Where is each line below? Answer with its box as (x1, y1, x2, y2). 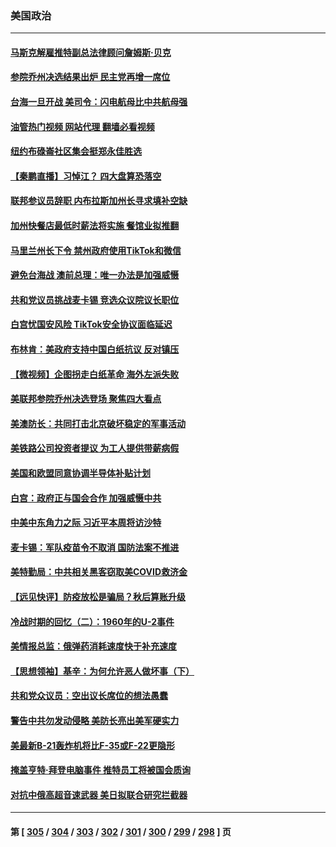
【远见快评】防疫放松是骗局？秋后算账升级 (10, 590, 186, 602)
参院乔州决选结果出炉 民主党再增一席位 (10, 71, 171, 83)
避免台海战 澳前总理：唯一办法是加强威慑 (10, 269, 180, 281)
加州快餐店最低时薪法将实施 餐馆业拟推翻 (10, 220, 180, 232)
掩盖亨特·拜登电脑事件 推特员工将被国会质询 (10, 764, 191, 776)
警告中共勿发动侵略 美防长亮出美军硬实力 (10, 714, 180, 726)
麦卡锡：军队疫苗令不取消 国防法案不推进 (10, 541, 180, 553)
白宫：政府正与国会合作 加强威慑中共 (10, 492, 162, 504)
